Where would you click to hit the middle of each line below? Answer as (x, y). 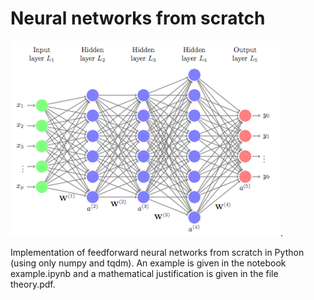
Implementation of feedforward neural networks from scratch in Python (157, 252)
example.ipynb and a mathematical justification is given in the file (144, 273)
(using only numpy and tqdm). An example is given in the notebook (148, 263)
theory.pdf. (33, 284)
